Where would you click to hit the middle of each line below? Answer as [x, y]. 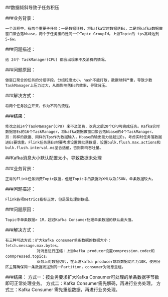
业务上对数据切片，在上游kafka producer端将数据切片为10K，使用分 [99, 262]
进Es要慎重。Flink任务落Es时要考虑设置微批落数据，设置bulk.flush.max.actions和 [83, 142]
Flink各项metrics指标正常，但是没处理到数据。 [49, 199]
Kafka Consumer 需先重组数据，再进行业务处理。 [69, 289]
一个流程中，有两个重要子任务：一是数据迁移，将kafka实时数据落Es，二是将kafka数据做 [84, 29]
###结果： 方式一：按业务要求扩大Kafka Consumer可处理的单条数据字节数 [82, 277]
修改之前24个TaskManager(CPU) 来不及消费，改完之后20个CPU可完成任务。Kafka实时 [82, 126]
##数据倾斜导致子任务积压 [32, 7]
